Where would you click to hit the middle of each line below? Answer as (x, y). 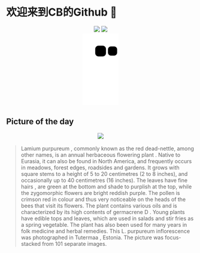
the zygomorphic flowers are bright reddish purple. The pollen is (100, 193)
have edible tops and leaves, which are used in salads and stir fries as (107, 218)
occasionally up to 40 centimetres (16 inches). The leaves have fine (104, 180)
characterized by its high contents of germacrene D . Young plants (103, 212)
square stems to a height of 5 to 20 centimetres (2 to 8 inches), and (104, 173)
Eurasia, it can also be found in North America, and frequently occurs (106, 161)
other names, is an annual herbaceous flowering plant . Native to (101, 155)
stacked (31, 243)
